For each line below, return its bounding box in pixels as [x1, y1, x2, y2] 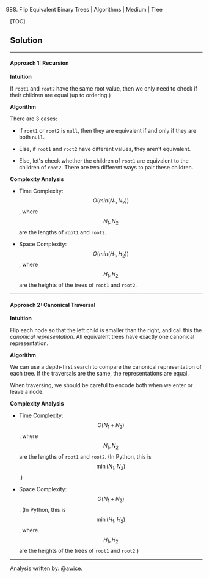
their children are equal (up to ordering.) [10, 92, 111, 99]
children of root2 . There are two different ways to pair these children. [18, 164, 194, 171]
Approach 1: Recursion [10, 59, 69, 67]
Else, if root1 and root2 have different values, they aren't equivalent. [18, 146, 191, 153]
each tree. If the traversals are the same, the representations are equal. [10, 370, 189, 377]
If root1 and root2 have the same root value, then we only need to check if [10, 85, 197, 92]
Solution [10, 35, 43, 46]
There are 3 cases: [10, 115, 57, 122]
